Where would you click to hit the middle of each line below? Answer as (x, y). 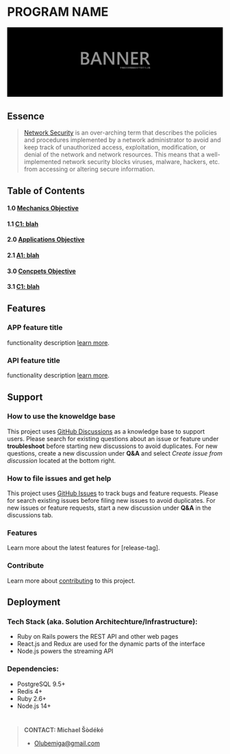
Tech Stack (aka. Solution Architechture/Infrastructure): (102, 622)
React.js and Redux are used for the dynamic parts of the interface (111, 644)
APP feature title (35, 328)
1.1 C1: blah (23, 224)
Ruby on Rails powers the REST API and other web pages (98, 637)
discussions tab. (30, 515)
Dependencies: (33, 669)
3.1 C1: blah (23, 287)
